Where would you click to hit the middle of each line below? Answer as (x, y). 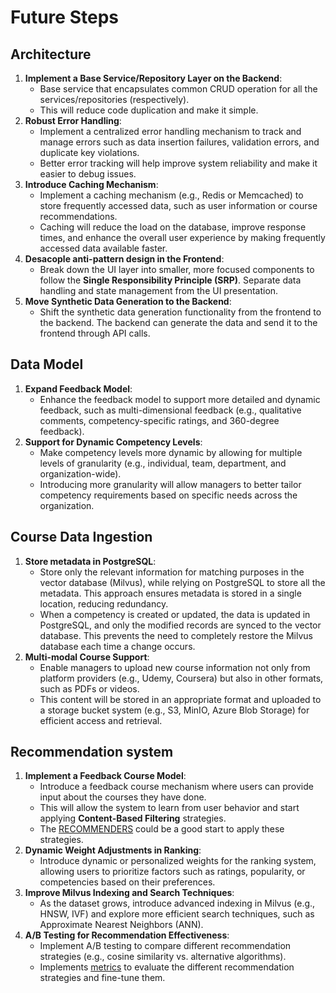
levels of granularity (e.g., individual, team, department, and (163, 463)
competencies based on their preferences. (127, 882)
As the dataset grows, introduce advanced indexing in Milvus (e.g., (177, 903)
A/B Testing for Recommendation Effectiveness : (127, 935)
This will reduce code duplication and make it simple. (149, 110)
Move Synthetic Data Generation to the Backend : (128, 301)
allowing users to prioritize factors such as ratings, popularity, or (172, 872)
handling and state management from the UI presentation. (159, 290)
